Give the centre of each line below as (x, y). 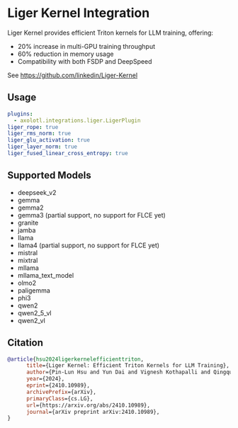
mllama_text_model (46, 275)
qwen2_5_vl (34, 312)
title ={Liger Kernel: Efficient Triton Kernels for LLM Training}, (128, 366)
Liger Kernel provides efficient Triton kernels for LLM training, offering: (110, 33)
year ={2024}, (45, 379)
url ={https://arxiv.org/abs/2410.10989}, (88, 405)
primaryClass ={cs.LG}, (59, 398)
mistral (27, 252)
